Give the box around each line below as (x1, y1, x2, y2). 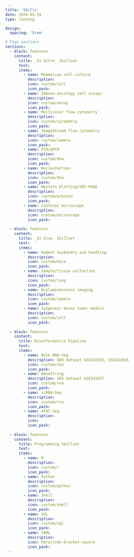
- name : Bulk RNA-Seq (23, 352, 69, 357)
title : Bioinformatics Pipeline (18, 339, 86, 344)
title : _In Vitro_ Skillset (18, 58, 78, 63)
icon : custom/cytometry (27, 119, 78, 124)
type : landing (5, 17, 35, 22)
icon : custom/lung (27, 277, 66, 283)
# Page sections (5, 40, 39, 45)
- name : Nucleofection (23, 165, 71, 171)
